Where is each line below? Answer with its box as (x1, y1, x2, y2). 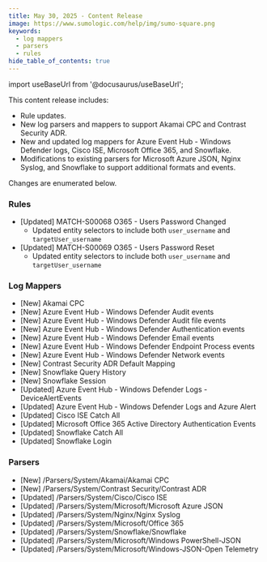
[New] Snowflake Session (19, 376, 107, 386)
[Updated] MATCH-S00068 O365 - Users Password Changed (19, 217, 227, 227)
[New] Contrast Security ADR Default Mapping (19, 358, 176, 369)
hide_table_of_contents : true (8, 58, 111, 66)
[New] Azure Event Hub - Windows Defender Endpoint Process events (19, 341, 255, 351)
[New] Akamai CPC (19, 298, 85, 308)
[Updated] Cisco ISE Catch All (19, 410, 121, 420)
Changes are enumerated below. (8, 178, 117, 187)
